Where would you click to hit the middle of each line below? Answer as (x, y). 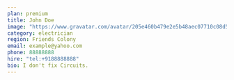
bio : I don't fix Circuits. (48, 65)
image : (17, 26)
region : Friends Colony (42, 40)
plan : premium (28, 14)
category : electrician (40, 33)
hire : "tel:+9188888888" (43, 59)
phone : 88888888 (31, 53)
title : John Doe (31, 20)
